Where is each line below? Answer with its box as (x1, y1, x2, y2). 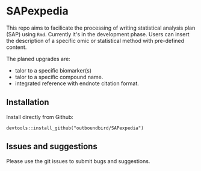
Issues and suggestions (6, 141, 97, 152)
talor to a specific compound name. (14, 73, 104, 80)
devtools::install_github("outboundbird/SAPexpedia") (6, 125, 144, 131)
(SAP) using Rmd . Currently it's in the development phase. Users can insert (6, 30, 190, 37)
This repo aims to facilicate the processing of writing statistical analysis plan (6, 24, 196, 31)
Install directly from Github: (6, 113, 74, 120)
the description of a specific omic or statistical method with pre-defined (6, 37, 185, 44)
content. (6, 44, 27, 51)
